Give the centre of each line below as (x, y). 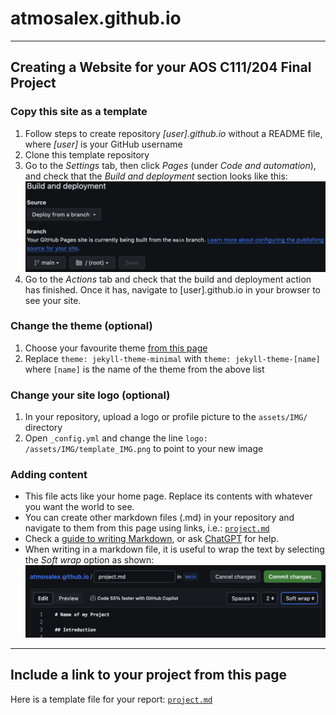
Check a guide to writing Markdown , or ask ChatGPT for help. (151, 539)
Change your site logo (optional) (90, 395)
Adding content (49, 475)
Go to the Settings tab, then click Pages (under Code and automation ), (170, 165)
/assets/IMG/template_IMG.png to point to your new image (144, 449)
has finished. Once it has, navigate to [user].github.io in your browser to (172, 289)
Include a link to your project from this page (149, 675)
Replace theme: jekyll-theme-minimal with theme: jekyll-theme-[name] (172, 358)
